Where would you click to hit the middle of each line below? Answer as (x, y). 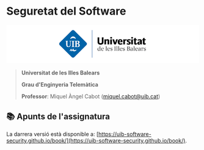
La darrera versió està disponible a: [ (53, 134)
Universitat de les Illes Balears (60, 73)
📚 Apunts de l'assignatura (58, 116)
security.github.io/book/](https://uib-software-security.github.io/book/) (96, 141)
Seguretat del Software (66, 11)
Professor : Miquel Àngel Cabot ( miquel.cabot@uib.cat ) (91, 96)
